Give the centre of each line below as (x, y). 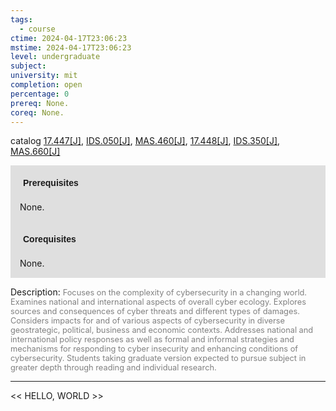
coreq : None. (37, 112)
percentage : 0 (40, 94)
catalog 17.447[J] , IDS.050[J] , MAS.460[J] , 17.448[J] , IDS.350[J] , (145, 141)
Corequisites (50, 239)
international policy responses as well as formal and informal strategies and (152, 339)
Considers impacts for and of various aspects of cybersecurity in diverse (148, 321)
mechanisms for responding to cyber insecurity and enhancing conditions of (154, 349)
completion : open (46, 85)
